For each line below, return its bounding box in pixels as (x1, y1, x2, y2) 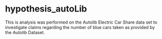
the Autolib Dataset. (5, 29, 45, 35)
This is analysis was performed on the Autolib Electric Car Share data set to (5, 19, 158, 25)
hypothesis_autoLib (5, 3, 87, 14)
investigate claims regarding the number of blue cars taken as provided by (5, 24, 155, 30)
